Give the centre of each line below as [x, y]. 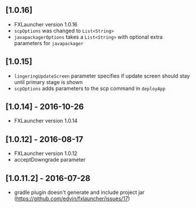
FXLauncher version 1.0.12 [46, 153]
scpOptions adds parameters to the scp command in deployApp [90, 88]
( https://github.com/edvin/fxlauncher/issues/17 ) [72, 199]
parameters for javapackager [49, 43]
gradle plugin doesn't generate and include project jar [79, 192]
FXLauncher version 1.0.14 [46, 121]
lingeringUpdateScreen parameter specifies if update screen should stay [102, 76]
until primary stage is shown [48, 82]
